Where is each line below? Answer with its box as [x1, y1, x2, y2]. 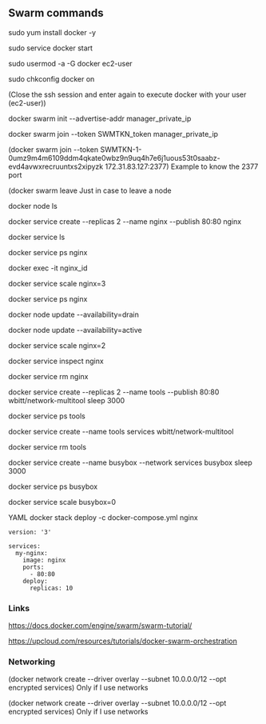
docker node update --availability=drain [8, 310, 140, 319]
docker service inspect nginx [8, 356, 104, 366]
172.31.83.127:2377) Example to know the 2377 [105, 162, 259, 171]
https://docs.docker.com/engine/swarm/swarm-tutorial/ [8, 621, 193, 630]
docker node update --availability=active [8, 325, 142, 334]
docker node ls [8, 201, 58, 210]
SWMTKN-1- [99, 144, 142, 154]
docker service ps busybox [8, 482, 98, 491]
